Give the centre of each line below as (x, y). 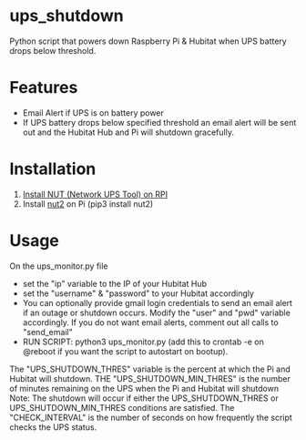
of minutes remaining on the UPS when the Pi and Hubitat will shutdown (144, 388)
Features (44, 88)
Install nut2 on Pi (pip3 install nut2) (88, 204)
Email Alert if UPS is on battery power (93, 113)
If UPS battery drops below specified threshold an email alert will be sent (159, 122)
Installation (53, 169)
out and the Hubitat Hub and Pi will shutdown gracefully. (128, 132)
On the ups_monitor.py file (59, 266)
